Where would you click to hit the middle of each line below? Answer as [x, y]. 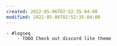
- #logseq [19, 33]
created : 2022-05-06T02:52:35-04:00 [52, 11]
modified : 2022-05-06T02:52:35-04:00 [53, 17]
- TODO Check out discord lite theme [64, 38]
